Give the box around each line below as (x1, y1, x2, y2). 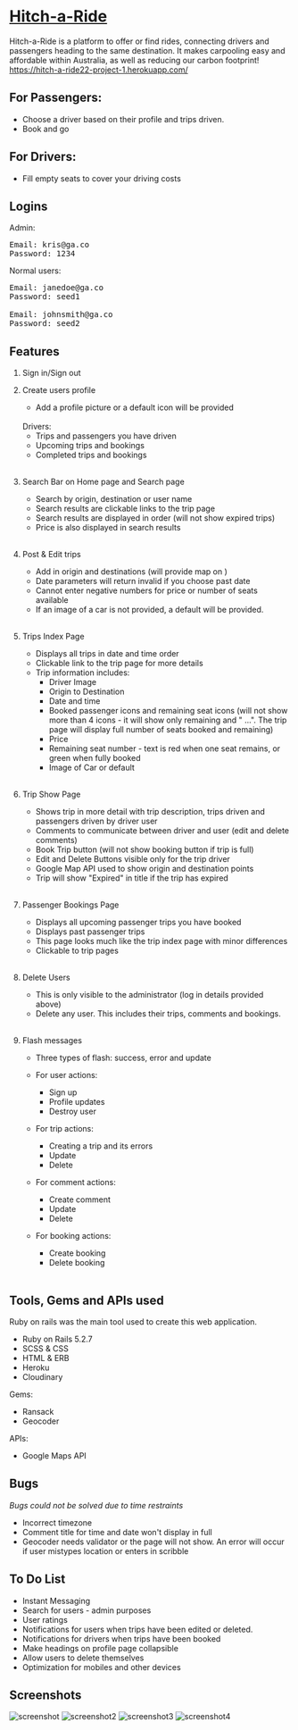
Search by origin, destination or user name (35, 494, 193, 505)
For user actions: (35, 1070, 98, 1081)
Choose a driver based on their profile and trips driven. (21, 113, 225, 124)
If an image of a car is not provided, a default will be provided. (35, 605, 264, 615)
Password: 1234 (9, 248, 76, 259)
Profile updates (48, 1097, 105, 1107)
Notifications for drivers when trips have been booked (21, 1633, 221, 1644)
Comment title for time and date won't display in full (21, 1526, 212, 1537)
